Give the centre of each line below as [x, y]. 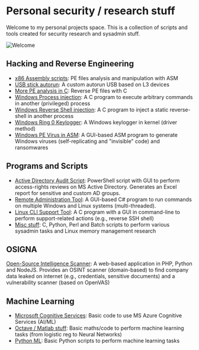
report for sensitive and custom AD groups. [67, 193]
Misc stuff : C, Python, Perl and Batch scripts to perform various [92, 224]
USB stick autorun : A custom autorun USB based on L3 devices [92, 84]
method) [25, 128]
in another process [51, 116]
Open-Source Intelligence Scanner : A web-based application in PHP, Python [99, 264]
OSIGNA [22, 249]
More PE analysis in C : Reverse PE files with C [71, 91]
